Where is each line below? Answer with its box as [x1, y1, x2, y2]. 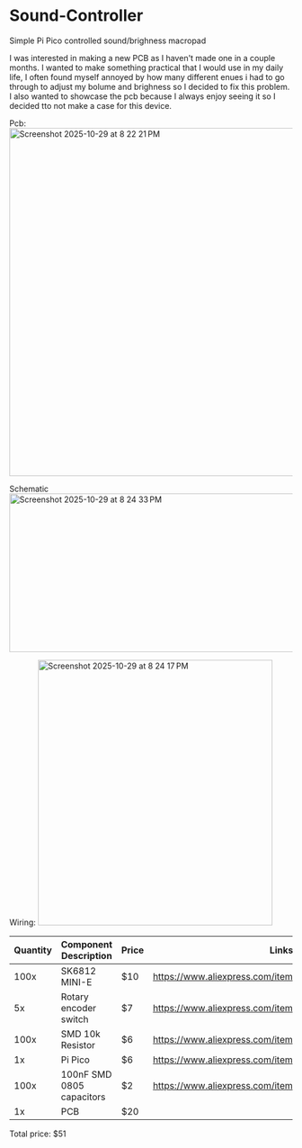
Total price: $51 [9, 1128, 67, 1139]
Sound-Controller [9, 5, 144, 26]
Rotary [60, 991, 89, 1003]
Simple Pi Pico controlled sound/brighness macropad [9, 35, 207, 46]
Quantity [13, 944, 52, 956]
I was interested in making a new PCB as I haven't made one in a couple [9, 52, 276, 63]
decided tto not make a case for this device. [9, 100, 173, 111]
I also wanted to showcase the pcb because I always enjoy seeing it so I [9, 91, 276, 102]
